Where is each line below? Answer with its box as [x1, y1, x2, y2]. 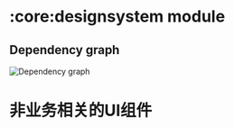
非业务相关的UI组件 [9, 101, 153, 121]
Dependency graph [9, 42, 120, 58]
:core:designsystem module [9, 6, 226, 27]
